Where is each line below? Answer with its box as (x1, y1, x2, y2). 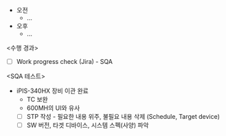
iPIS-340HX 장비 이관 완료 (16, 87, 89, 95)
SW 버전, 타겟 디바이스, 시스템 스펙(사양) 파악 (26, 121, 149, 129)
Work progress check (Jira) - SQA (16, 58, 113, 65)
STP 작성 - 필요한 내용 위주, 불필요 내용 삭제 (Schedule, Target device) (26, 113, 221, 121)
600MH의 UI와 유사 (26, 104, 80, 112)
